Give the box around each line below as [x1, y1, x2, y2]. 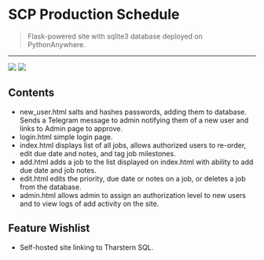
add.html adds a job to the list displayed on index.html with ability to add [19, 157, 254, 167]
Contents [8, 86, 55, 100]
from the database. [19, 182, 82, 192]
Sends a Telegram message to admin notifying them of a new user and [19, 115, 249, 125]
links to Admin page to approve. [19, 123, 123, 133]
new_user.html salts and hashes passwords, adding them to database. [19, 107, 247, 116]
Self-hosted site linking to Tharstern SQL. [19, 242, 154, 252]
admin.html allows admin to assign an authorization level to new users [19, 190, 246, 200]
